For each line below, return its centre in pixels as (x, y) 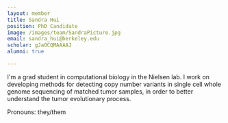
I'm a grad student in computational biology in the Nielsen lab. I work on (109, 77)
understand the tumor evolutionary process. (69, 98)
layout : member (29, 13)
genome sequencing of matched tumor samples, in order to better (100, 91)
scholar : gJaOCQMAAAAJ (39, 45)
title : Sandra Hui (33, 20)
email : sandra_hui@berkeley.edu (53, 39)
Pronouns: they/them (37, 112)
